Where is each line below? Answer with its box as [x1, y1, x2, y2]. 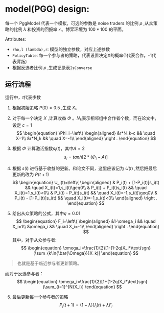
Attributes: [5, 36, 26, 42]
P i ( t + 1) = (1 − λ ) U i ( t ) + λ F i [59, 302, 113, 309]
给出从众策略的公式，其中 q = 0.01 [12, 211, 81, 217]
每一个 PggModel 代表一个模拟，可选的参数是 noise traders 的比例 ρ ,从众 [5, 20, 154, 26]
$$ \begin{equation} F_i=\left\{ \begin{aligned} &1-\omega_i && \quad [16, 218, 156, 224]
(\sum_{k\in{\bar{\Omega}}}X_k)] [33, 250, 100, 256]
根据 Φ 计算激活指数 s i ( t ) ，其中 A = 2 [12, 145, 85, 152]
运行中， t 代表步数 [5, 94, 41, 100]
